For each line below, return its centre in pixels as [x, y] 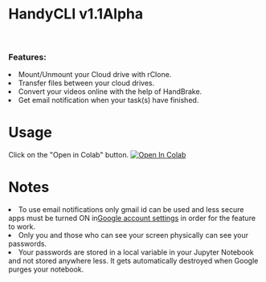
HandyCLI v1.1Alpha [76, 14]
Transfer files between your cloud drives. [87, 83]
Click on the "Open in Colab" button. [69, 155]
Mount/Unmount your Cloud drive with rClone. [95, 75]
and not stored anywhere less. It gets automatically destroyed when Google [133, 261]
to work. [22, 227]
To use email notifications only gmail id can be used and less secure [131, 210]
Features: [27, 57]
